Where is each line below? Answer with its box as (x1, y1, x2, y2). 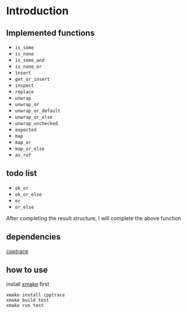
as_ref (14, 152, 32, 158)
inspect (14, 83, 34, 89)
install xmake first (6, 281, 49, 288)
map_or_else (14, 146, 45, 152)
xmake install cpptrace (6, 292, 66, 298)
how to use (6, 265, 48, 275)
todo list (6, 168, 38, 179)
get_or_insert (14, 76, 50, 82)
